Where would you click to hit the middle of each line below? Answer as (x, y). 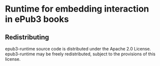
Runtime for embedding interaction (77, 9)
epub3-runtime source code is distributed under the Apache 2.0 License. (78, 49)
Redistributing (27, 37)
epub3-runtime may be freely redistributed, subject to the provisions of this (80, 54)
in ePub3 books (37, 19)
